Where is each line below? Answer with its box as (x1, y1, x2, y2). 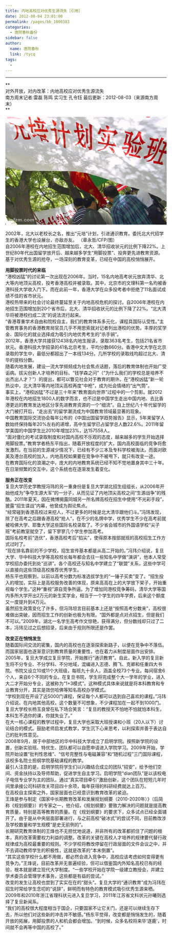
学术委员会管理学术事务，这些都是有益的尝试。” (5, 873, 104, 879)
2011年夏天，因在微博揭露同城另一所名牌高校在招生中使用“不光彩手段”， (14, 496, 167, 503)
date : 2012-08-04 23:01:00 (5, 13, 63, 19)
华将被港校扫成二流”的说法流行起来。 (5, 312, 84, 318)
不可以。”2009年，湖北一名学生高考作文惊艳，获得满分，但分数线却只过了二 (5, 618, 165, 624)
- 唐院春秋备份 (10, 30, 38, 35)
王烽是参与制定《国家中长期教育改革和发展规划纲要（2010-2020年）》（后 (5, 796, 159, 802)
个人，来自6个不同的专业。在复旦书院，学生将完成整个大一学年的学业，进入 (5, 674, 165, 680)
